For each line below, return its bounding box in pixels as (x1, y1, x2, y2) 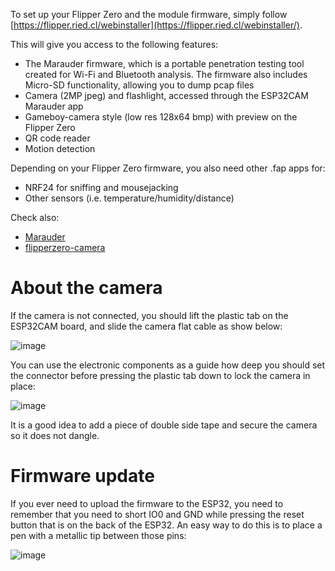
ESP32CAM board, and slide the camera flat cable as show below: (10, 320, 283, 332)
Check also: (10, 212, 60, 223)
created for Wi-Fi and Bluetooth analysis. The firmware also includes (24, 69, 308, 80)
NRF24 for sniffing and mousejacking (24, 182, 179, 193)
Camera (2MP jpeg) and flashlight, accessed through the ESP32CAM (24, 90, 309, 101)
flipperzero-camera (24, 242, 106, 253)
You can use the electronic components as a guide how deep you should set (10, 359, 326, 371)
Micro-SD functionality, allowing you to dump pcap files (24, 79, 255, 91)
